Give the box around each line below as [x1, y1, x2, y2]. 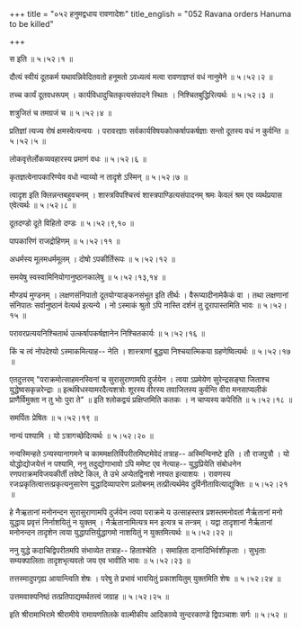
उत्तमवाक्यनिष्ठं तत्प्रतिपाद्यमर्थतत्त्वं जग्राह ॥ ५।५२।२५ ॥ [9, 591, 169, 602]
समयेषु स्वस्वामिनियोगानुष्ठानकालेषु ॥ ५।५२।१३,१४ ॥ [9, 272, 166, 283]
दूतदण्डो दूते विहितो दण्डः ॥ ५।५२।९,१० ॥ [9, 218, 135, 229]
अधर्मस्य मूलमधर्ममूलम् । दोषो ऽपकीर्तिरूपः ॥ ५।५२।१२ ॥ [9, 254, 175, 265]
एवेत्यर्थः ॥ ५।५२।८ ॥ [9, 200, 76, 211]
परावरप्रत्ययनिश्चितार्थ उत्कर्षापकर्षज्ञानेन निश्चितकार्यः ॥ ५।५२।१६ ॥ [9, 328, 206, 338]
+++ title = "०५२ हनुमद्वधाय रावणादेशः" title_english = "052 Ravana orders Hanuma [9, 9, 292, 19]
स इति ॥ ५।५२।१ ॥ [9, 54, 74, 64]
